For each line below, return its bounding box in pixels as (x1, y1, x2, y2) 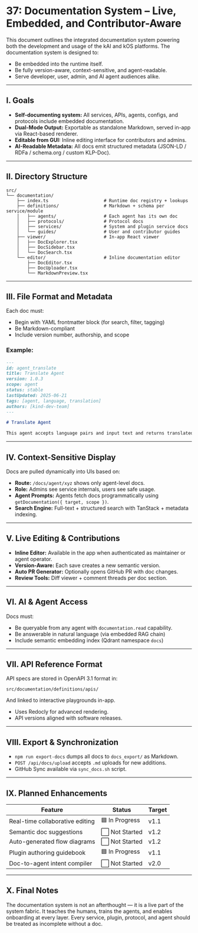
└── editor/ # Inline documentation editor (16, 254, 181, 261)
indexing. (14, 510, 37, 518)
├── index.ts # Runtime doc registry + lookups (16, 197, 189, 203)
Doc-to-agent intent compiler (9, 859, 93, 867)
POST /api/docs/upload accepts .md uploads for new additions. (14, 759, 167, 766)
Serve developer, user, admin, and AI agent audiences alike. (14, 73, 160, 80)
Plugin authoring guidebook (9, 848, 86, 857)
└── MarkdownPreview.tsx (27, 270, 88, 276)
